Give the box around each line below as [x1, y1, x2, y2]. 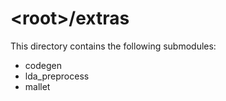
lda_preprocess [24, 70, 90, 82]
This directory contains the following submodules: [10, 40, 217, 52]
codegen [24, 59, 62, 71]
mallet [24, 80, 51, 92]
